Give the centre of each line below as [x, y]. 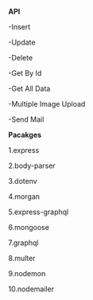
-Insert [19, 27]
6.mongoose [29, 227]
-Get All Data [29, 88]
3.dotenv [23, 181]
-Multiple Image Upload [47, 104]
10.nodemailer [31, 289]
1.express [24, 150]
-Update [22, 42]
